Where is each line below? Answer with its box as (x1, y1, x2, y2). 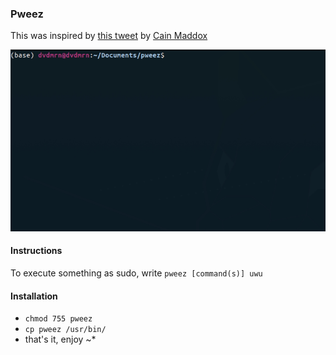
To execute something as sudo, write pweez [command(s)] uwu (10, 267, 263, 279)
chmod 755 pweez (24, 314, 93, 324)
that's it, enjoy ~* (24, 333, 97, 346)
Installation (10, 290, 58, 302)
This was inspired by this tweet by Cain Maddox (10, 30, 208, 42)
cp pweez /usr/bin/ (24, 325, 107, 335)
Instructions (10, 245, 63, 257)
